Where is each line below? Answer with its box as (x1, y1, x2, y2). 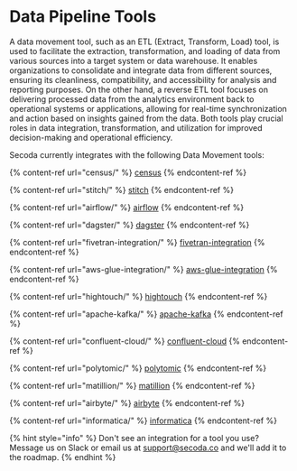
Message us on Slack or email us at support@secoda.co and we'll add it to (9, 442, 287, 453)
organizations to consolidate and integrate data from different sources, (9, 65, 273, 76)
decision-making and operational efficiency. (9, 132, 173, 143)
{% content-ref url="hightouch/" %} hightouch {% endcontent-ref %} (9, 291, 268, 301)
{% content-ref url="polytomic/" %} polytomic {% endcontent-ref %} (9, 363, 267, 374)
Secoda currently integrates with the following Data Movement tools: (9, 149, 265, 160)
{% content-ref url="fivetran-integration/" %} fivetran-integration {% (9, 236, 265, 247)
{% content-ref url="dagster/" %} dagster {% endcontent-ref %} (9, 219, 250, 230)
